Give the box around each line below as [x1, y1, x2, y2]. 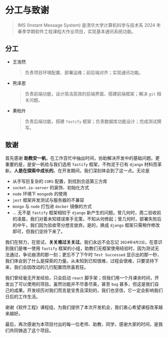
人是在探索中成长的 [14, 167, 53, 174]
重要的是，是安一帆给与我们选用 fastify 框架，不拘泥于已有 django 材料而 [5, 161, 157, 167]
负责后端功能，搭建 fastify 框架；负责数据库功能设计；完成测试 [24, 118, 157, 124]
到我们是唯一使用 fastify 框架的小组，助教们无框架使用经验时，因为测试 [5, 245, 155, 251]
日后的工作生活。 [5, 293, 40, 299]
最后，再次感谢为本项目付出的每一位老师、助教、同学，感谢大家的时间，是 [5, 321, 158, 327]
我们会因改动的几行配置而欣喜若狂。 [13, 264, 88, 270]
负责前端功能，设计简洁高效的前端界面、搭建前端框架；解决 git [24, 91, 156, 97]
